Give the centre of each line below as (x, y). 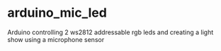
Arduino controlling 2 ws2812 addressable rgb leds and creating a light (110, 32)
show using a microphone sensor (56, 39)
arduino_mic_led (57, 13)
